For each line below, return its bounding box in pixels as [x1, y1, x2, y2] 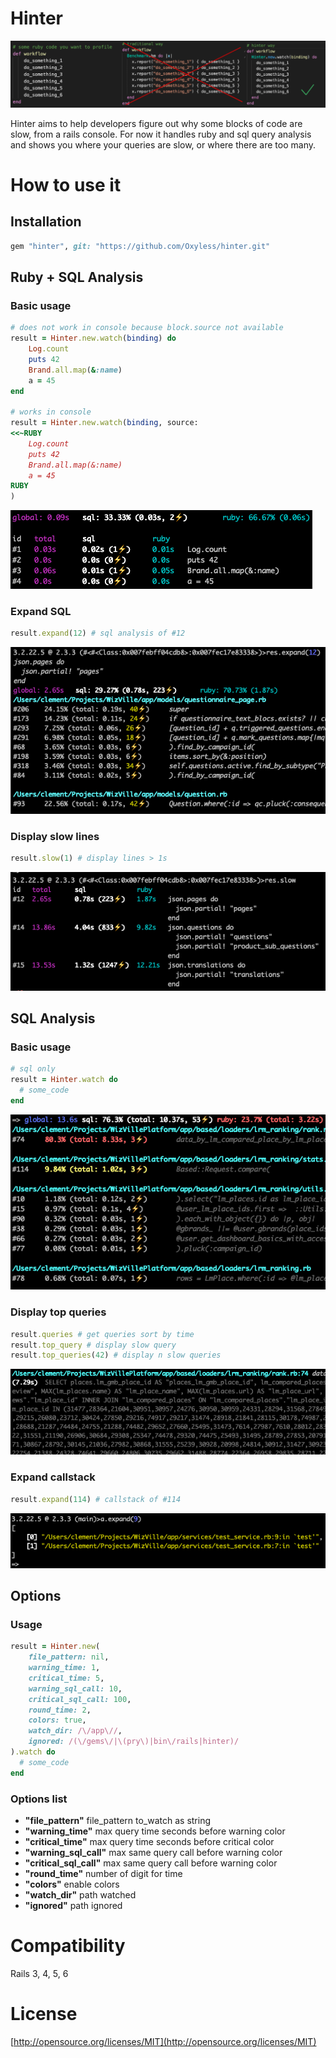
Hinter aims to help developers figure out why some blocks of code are [10, 117, 303, 129]
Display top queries [10, 1305, 107, 1319]
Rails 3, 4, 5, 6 [10, 1967, 69, 1979]
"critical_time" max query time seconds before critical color [24, 1836, 275, 1848]
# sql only [10, 1064, 56, 1074]
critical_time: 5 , [28, 1673, 105, 1683]
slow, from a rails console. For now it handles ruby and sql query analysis [10, 128, 312, 140]
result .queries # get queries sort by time [10, 1329, 195, 1339]
